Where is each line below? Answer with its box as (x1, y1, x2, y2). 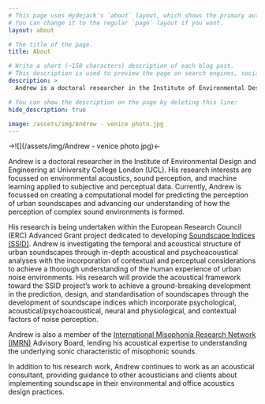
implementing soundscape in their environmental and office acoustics (8, 379, 235, 388)
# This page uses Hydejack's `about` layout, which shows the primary (8, 11, 245, 20)
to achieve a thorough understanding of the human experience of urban (8, 264, 241, 274)
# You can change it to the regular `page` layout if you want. (8, 19, 224, 27)
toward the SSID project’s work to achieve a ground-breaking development (8, 281, 251, 290)
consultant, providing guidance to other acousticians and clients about (8, 370, 237, 380)
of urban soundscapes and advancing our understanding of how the (8, 199, 230, 208)
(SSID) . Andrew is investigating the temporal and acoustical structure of (8, 239, 241, 249)
